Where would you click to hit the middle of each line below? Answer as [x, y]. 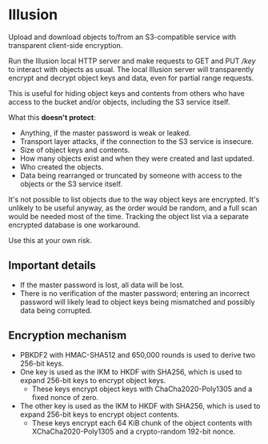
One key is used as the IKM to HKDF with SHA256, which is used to [131, 372]
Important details [52, 266]
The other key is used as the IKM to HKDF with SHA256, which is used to [140, 406]
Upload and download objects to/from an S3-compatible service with [122, 37]
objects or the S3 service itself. [71, 184]
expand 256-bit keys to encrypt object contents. [100, 414]
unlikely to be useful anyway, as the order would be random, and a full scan [133, 208]
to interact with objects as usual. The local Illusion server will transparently [131, 69]
